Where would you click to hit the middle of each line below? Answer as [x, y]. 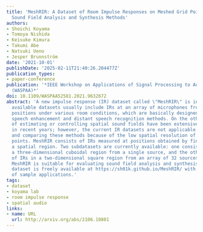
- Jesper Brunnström [32, 57]
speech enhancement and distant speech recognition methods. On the [100, 118]
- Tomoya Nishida [28, 34]
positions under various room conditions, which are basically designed [105, 113]
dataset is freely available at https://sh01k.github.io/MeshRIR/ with [104, 169]
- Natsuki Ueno [25, 51]
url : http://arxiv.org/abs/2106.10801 [61, 220]
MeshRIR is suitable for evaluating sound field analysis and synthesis [105, 164]
